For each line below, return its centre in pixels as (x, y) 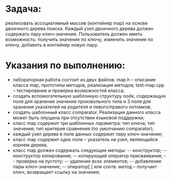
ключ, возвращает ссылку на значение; (56, 172)
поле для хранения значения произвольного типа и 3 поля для (82, 101)
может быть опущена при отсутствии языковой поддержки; (79, 118)
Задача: (23, 9)
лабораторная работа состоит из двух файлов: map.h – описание (84, 79)
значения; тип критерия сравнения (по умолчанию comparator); (83, 128)
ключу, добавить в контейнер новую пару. (52, 44)
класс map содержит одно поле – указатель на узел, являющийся (85, 139)
